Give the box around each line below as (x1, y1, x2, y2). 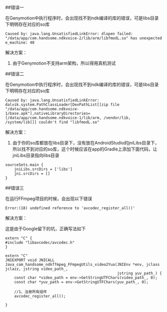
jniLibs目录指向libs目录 (12, 152, 59, 158)
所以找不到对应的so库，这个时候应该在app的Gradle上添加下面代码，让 (12, 146, 157, 152)
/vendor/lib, (103, 115, 131, 120)
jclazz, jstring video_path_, (5, 266, 68, 271)
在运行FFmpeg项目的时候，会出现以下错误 (5, 196, 92, 202)
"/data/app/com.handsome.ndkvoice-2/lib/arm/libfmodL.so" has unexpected (5, 36, 162, 41)
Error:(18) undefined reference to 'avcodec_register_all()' (5, 206, 135, 211)
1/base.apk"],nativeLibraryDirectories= (5, 111, 91, 116)
